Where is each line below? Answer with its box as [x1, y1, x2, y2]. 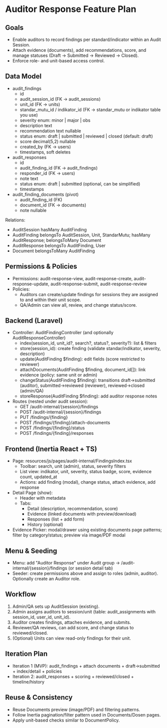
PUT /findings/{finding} [19, 414, 68, 420]
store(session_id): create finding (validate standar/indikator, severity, [19, 346, 161, 352]
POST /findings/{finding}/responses [19, 430, 94, 436]
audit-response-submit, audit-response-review [50, 281, 147, 287]
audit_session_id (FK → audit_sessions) [19, 96, 101, 102]
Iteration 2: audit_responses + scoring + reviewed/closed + [12, 673, 134, 679]
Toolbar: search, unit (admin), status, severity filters [19, 463, 126, 469]
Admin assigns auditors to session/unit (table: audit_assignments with [12, 608, 156, 614]
